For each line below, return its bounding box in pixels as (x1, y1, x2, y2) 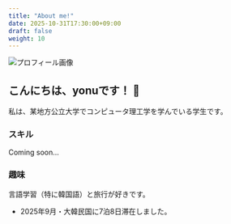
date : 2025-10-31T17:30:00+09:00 (8, 19, 122, 27)
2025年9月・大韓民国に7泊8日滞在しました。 (19, 206, 172, 216)
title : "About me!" (8, 11, 75, 20)
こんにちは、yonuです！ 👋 (8, 83, 140, 97)
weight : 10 (8, 34, 45, 43)
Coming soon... (8, 147, 59, 158)
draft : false (8, 27, 53, 35)
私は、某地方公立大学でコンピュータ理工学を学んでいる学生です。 (8, 107, 228, 116)
